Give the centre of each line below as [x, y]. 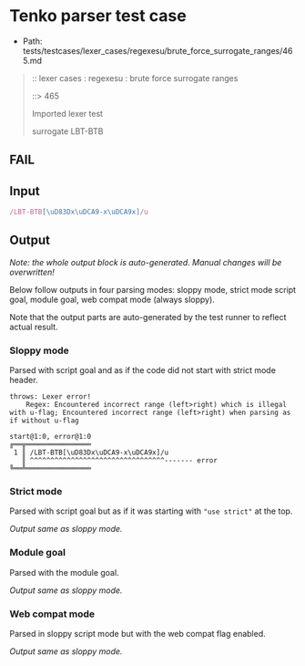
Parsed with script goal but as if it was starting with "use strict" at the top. [151, 511]
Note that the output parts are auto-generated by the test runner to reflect [148, 317]
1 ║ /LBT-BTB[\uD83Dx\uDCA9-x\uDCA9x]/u [91, 453]
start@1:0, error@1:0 [51, 437]
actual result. [34, 327]
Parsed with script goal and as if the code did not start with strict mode [142, 370]
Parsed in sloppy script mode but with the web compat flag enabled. [137, 634]
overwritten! [32, 272]
